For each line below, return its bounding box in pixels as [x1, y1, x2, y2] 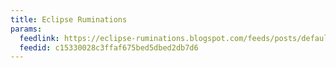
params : [10, 24, 43, 34]
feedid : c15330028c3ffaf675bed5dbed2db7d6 [19, 42, 199, 53]
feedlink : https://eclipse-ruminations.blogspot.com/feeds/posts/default [19, 33, 333, 43]
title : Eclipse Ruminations [10, 14, 128, 25]
